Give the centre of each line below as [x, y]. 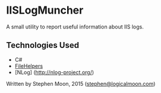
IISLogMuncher [45, 10]
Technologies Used [42, 45]
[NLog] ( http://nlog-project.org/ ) [54, 72]
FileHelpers [29, 66]
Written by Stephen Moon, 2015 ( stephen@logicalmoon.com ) [81, 84]
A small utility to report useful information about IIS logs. [75, 27]
